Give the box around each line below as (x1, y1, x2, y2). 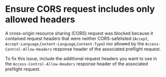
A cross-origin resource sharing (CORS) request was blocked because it (5, 30, 153, 36)
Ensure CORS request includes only (5, 3, 155, 15)
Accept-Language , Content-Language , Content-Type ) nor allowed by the (5, 40, 144, 46)
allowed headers (5, 14, 76, 25)
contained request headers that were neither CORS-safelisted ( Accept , (5, 36, 149, 41)
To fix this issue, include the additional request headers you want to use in (5, 55, 158, 61)
